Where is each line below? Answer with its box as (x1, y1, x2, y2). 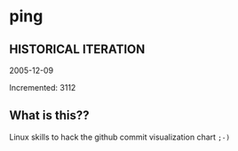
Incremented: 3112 (9, 83, 76, 92)
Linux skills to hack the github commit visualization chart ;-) (9, 131, 231, 142)
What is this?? (9, 108, 90, 123)
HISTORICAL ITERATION (9, 42, 146, 57)
